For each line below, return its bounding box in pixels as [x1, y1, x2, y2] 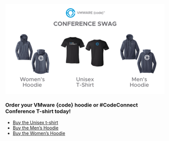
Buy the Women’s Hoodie [12, 130, 66, 136]
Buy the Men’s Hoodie [12, 125, 59, 131]
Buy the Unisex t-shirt [12, 119, 58, 125]
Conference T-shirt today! [5, 108, 71, 115]
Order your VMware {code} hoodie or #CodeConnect [5, 102, 138, 109]
